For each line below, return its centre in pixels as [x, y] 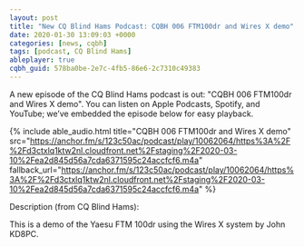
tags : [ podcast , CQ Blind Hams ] [70, 52]
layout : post [34, 18]
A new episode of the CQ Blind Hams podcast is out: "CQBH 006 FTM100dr [151, 94]
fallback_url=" [35, 170]
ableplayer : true [42, 60]
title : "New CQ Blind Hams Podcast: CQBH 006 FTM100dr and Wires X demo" [152, 26]
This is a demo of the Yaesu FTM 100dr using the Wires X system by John [147, 224]
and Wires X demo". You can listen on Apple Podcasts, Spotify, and [135, 104]
